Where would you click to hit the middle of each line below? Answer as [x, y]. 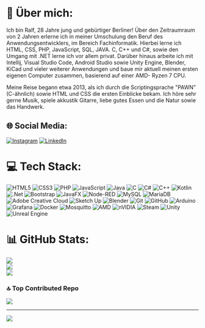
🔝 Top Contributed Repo [43, 288]
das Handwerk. [25, 106]
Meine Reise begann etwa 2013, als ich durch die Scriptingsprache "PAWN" [101, 87]
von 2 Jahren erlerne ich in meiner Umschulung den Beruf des [85, 36]
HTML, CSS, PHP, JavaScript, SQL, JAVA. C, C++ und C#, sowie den [92, 49]
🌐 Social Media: [37, 126]
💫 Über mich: [40, 13]
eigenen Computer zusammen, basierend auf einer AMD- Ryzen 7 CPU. [96, 75]
